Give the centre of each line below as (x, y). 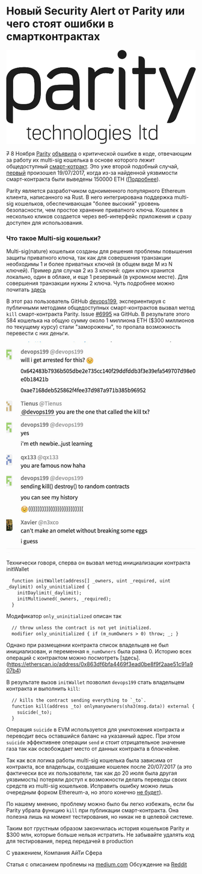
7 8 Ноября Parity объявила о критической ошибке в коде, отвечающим (99, 153)
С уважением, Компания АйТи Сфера (54, 852)
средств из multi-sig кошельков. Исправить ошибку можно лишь (90, 786)
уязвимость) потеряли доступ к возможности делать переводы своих (97, 779)
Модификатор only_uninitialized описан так (64, 616)
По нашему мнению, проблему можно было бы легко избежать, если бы (100, 804)
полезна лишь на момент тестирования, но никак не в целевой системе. (100, 816)
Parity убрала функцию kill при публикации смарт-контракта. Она (93, 810)
